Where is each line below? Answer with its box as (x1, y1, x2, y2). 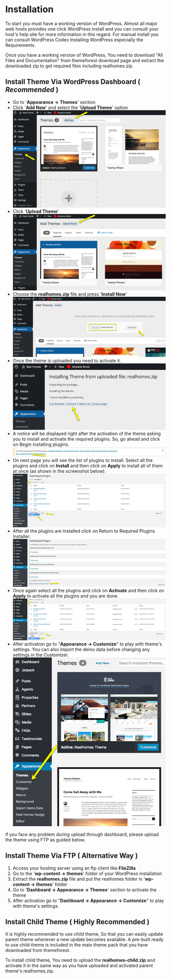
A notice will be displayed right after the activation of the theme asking (12, 430, 161, 437)
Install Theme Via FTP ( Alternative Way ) (5, 852, 138, 860)
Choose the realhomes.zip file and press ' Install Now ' (12, 291, 127, 297)
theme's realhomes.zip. (5, 968, 54, 974)
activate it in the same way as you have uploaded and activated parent (5, 963, 153, 969)
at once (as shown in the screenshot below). (12, 468, 106, 474)
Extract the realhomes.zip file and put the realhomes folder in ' (12, 876, 145, 882)
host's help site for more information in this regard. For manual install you (5, 31, 159, 37)
